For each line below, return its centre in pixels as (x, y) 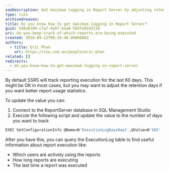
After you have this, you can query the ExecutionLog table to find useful (80, 139)
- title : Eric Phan (30, 47)
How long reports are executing (45, 160)
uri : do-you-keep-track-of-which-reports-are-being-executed (71, 33)
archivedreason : (22, 19)
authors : (14, 43)
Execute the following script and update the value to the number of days (87, 115)
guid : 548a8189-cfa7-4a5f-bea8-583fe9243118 (53, 29)
